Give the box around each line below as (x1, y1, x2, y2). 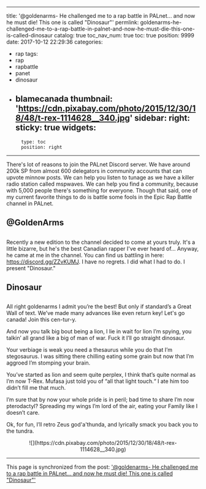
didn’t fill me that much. (6, 384, 66, 392)
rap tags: (15, 50, 38, 57)
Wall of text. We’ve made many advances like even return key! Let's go (6, 309, 185, 317)
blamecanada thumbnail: (15, 94, 113, 104)
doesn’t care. (6, 409, 40, 417)
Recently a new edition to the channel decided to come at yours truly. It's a (6, 238, 196, 246)
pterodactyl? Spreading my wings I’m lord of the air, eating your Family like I (6, 403, 198, 410)
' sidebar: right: (129, 113, 190, 123)
